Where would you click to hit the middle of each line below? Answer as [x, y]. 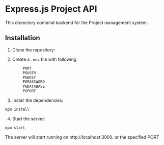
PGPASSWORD [34, 82]
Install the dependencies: [38, 100]
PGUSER [29, 73]
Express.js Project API [51, 9]
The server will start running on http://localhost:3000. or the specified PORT [82, 137]
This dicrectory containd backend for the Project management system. [77, 23]
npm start [15, 128]
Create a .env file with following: [45, 59]
